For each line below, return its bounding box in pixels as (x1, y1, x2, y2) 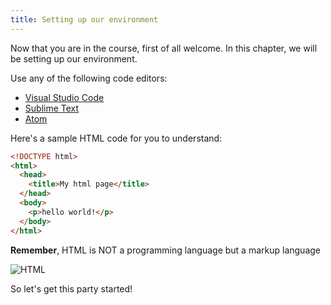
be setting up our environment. (10, 52, 138, 65)
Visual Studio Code (24, 91, 105, 103)
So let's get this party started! (10, 282, 133, 295)
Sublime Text (24, 102, 80, 114)
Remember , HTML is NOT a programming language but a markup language (10, 244, 321, 256)
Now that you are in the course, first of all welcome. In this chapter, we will (10, 42, 318, 54)
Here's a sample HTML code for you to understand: (10, 132, 223, 144)
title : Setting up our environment (10, 14, 159, 25)
